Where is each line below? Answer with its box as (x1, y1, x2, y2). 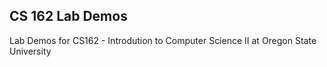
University (9, 45, 52, 57)
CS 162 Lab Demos (9, 8, 128, 25)
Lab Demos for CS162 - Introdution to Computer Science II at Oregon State (9, 34, 317, 46)
